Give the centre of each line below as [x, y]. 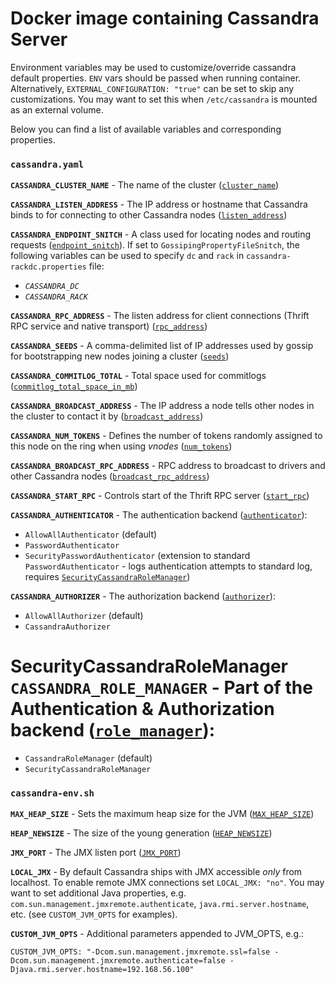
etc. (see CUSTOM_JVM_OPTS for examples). [94, 914]
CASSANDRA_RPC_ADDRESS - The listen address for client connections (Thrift [160, 316]
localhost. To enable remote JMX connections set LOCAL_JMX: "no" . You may [167, 883]
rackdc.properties [48, 267]
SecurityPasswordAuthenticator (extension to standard [137, 556]
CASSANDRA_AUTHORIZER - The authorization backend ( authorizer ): [143, 596]
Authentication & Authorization [142, 709]
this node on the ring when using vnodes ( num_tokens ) [121, 446]
